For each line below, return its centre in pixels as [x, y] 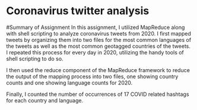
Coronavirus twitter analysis [78, 11]
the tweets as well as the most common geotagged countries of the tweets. [99, 46]
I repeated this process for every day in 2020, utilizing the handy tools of [95, 52]
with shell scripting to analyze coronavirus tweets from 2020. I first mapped [99, 33]
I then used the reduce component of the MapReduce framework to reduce [98, 70]
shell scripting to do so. [35, 59]
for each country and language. [45, 100]
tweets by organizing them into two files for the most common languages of [99, 40]
